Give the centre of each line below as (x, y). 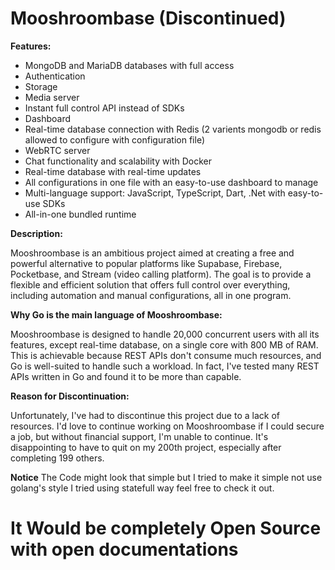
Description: (36, 233)
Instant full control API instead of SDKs (104, 108)
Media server (52, 97)
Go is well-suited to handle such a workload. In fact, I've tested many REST (165, 366)
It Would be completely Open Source (166, 528)
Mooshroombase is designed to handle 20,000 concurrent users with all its (165, 334)
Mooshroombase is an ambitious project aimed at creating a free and (152, 253)
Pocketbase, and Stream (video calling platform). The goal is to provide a (161, 274)
